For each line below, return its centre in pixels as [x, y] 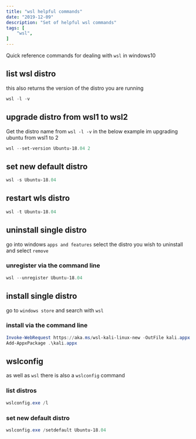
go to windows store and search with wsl [55, 310]
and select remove [27, 251]
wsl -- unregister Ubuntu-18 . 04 [44, 278]
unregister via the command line [53, 266]
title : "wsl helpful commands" [44, 11]
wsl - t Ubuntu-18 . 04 [31, 212]
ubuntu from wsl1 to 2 [32, 137]
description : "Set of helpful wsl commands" [61, 22]
